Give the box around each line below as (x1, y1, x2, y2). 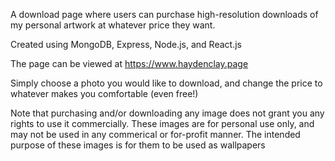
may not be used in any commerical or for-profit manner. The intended (10, 129, 301, 140)
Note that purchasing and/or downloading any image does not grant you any (10, 107, 325, 119)
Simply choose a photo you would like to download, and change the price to (10, 77, 323, 89)
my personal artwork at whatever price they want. (10, 19, 216, 31)
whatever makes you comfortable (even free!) (10, 88, 199, 99)
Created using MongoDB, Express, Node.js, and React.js (10, 39, 242, 50)
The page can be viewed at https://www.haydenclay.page (10, 58, 249, 69)
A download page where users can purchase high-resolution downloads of (10, 9, 319, 20)
